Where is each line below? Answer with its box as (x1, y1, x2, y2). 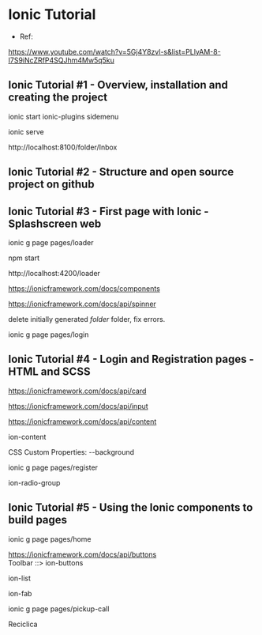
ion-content (8, 432, 47, 441)
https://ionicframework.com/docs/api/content (8, 417, 157, 426)
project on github (8, 178, 95, 191)
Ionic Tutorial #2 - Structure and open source (8, 165, 234, 179)
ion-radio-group (8, 478, 61, 487)
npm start (8, 253, 40, 263)
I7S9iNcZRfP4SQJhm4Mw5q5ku (8, 55, 114, 65)
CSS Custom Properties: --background (8, 447, 135, 456)
